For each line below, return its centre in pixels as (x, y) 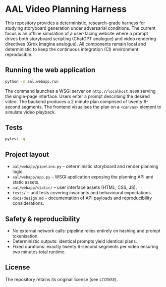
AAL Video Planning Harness (66, 9)
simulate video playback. (30, 112)
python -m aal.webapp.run (32, 81)
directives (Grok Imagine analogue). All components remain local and (76, 44)
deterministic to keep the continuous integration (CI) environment (72, 49)
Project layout (27, 154)
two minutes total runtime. (39, 252)
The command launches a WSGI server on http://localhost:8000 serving (81, 91)
